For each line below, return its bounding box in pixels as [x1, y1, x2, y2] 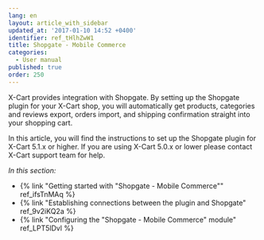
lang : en [8, 11, 37, 20]
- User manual [15, 56, 62, 64]
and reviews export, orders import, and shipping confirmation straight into [8, 109, 250, 119]
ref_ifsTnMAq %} [19, 189, 76, 199]
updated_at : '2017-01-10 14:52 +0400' [8, 26, 137, 34]
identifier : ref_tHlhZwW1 [8, 33, 94, 42]
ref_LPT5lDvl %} [19, 223, 74, 233]
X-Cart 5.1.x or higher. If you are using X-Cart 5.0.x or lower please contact [8, 141, 253, 151]
